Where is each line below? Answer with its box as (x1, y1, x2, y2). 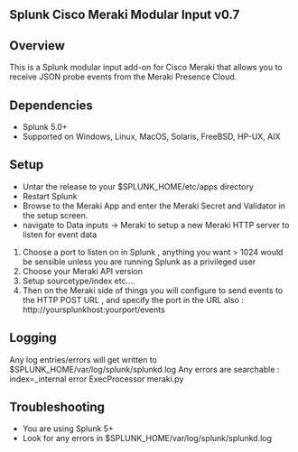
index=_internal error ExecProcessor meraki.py (9, 374, 184, 384)
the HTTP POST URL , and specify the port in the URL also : (22, 294, 244, 305)
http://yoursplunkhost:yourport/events (22, 304, 165, 315)
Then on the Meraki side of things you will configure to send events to (22, 284, 284, 296)
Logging (9, 330, 57, 346)
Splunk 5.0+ (22, 122, 68, 133)
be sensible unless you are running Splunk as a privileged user (22, 256, 256, 267)
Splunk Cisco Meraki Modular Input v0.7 (9, 7, 240, 23)
